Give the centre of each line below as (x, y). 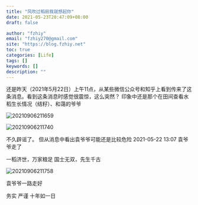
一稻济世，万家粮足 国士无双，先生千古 (53, 160)
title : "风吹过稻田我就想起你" (40, 12)
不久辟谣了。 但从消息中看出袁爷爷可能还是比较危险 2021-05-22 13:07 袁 (95, 139)
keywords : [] (22, 66)
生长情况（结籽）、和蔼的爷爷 (46, 104)
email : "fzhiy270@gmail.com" (42, 39)
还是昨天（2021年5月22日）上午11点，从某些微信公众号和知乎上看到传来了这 (99, 89)
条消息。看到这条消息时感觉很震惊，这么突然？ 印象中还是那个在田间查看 (95, 97)
